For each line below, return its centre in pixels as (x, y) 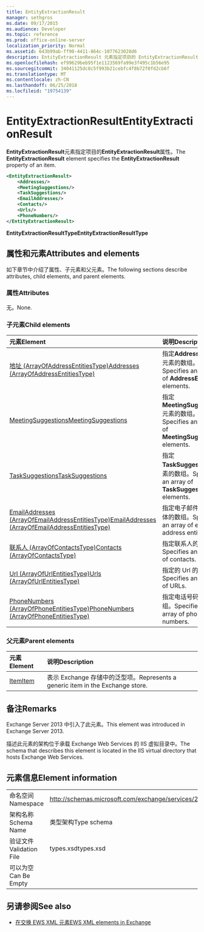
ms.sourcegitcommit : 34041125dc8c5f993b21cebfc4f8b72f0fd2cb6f (88, 68)
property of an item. (31, 165)
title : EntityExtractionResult (46, 12)
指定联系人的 (180, 544)
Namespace (27, 804)
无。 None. (19, 307)
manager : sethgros (29, 18)
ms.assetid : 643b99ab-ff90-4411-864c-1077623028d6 (72, 52)
